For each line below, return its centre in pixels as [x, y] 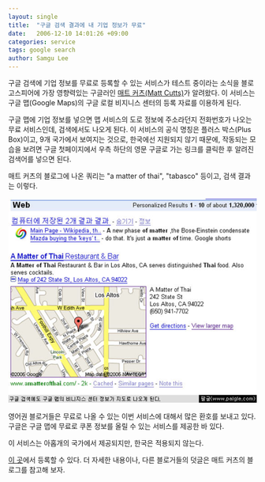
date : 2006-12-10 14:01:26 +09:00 [68, 33]
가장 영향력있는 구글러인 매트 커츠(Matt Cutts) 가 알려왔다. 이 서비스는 [149, 93]
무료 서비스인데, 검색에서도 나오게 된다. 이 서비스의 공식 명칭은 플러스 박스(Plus [130, 129]
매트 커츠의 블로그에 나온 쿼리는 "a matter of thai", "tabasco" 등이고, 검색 [122, 176]
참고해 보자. [47, 470]
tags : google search [42, 50]
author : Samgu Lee [38, 59]
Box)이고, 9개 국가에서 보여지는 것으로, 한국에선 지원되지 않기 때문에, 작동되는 [128, 139]
